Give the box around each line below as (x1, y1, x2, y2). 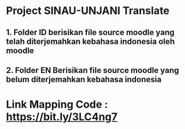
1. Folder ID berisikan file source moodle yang (6, 27, 175, 37)
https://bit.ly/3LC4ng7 (6, 110, 118, 124)
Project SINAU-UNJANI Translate (6, 4, 170, 18)
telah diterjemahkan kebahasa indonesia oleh (6, 36, 175, 46)
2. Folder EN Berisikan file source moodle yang (6, 65, 179, 75)
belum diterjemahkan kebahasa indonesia (6, 74, 162, 84)
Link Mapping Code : (6, 98, 108, 111)
